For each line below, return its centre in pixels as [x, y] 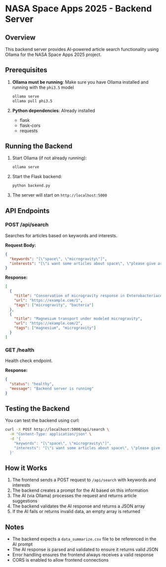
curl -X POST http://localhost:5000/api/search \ [57, 430]
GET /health [20, 350]
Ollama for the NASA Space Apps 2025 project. [53, 54]
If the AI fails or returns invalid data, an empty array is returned [76, 512]
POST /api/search [27, 225]
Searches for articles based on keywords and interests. [61, 235]
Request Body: [21, 245]
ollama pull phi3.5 [32, 101]
